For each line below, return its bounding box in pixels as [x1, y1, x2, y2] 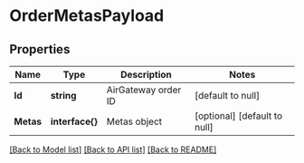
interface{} [50, 115, 98, 128]
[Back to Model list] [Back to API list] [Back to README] [9, 144, 217, 155]
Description [120, 69, 172, 81]
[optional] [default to [194, 110, 283, 122]
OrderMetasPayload [9, 5, 165, 26]
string [50, 90, 77, 101]
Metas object [106, 115, 163, 128]
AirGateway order [106, 83, 182, 96]
